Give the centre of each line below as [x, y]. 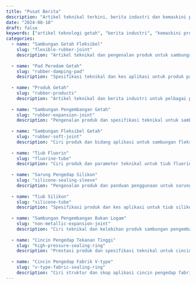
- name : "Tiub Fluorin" [40, 153]
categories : [20, 39]
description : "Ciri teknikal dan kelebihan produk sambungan [92, 229]
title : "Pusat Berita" [34, 11]
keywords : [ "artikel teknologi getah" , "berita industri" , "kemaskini [94, 33]
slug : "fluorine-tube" [44, 159]
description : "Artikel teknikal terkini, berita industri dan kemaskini [96, 17]
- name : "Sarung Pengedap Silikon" [55, 175]
